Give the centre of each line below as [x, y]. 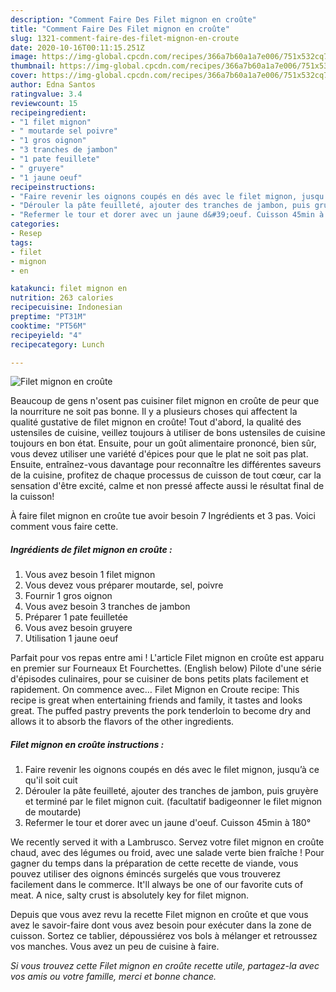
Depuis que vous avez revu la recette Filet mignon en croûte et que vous [159, 915]
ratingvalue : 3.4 [46, 94]
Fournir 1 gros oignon [68, 596]
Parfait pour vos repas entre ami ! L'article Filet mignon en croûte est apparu [167, 658]
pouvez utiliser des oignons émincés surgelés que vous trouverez [146, 874]
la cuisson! [32, 497]
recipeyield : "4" [46, 335]
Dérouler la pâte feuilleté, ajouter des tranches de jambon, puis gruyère [171, 791]
